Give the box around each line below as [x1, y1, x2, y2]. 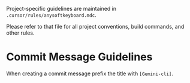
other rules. [6, 29, 35, 36]
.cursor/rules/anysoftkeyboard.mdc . [6, 11, 97, 19]
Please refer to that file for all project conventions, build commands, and [6, 23, 185, 30]
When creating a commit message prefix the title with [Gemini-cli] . [6, 70, 174, 77]
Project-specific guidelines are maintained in [6, 5, 117, 12]
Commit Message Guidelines [6, 50, 153, 64]
